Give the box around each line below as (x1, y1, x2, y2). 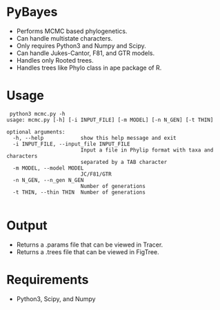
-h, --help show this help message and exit (12, 134, 177, 141)
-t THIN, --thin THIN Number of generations (12, 189, 146, 196)
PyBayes (6, 4, 58, 20)
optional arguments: (6, 128, 66, 135)
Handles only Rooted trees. (16, 56, 94, 64)
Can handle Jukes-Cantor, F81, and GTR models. (16, 49, 155, 57)
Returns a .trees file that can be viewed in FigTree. (16, 247, 159, 256)
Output (6, 218, 48, 234)
